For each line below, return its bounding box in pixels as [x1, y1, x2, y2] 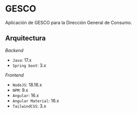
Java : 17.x [12, 57, 31, 63]
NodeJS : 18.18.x [12, 81, 42, 87]
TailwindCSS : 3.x [12, 103, 46, 109]
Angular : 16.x [12, 92, 39, 98]
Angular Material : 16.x [12, 97, 59, 103]
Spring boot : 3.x [12, 62, 46, 68]
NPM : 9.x [12, 87, 28, 93]
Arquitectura [5, 34, 46, 42]
